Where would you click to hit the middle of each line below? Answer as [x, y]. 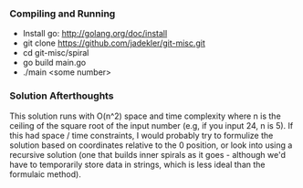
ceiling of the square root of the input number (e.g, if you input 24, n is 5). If [151, 125]
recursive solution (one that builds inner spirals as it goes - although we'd [147, 154]
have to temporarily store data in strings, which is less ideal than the [137, 164]
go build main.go [54, 63]
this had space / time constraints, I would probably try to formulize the [141, 135]
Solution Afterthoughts [62, 96]
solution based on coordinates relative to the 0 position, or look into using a [151, 145]
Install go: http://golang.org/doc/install [95, 34]
